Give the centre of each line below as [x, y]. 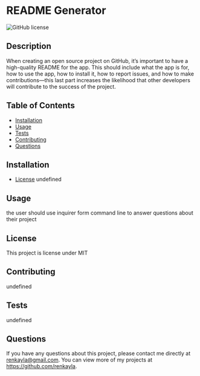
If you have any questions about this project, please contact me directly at [98, 354]
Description [29, 46]
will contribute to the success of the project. [61, 86]
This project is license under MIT [47, 253]
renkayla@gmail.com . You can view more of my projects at [79, 360]
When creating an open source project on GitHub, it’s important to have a [97, 60]
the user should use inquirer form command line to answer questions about [100, 213]
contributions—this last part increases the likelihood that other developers [98, 80]
